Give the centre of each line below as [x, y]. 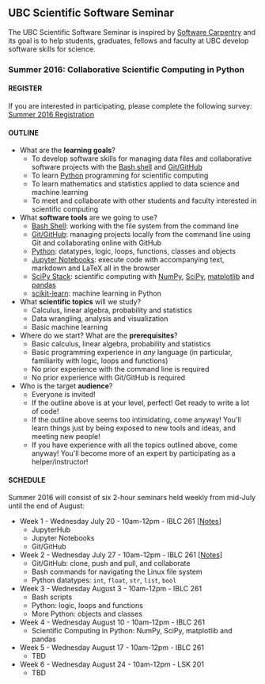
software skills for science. [52, 49]
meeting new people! [66, 437]
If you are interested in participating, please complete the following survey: [130, 105]
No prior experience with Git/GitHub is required [108, 378]
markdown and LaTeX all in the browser [96, 268]
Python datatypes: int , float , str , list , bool [104, 580]
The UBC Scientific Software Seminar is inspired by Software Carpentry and [132, 32]
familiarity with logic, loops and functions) [100, 361]
